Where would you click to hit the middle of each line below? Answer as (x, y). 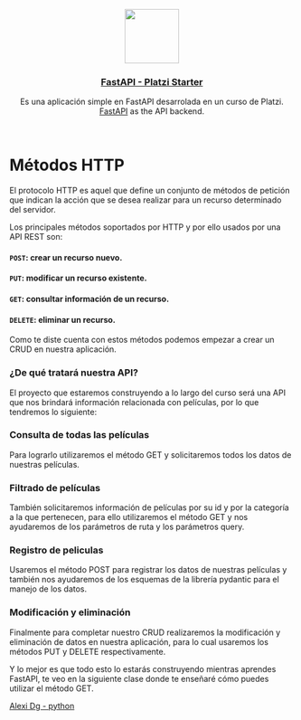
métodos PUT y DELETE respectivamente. (88, 651)
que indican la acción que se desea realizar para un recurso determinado (146, 200)
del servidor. (33, 210)
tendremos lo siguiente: (53, 412)
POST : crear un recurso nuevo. (66, 257)
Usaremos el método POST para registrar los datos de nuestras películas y (148, 570)
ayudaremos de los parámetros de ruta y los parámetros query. (127, 527)
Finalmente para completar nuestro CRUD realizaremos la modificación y (145, 632)
